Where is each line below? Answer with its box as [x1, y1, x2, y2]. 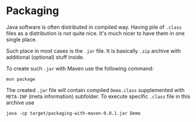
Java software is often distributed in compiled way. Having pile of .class [6, 23, 182, 30]
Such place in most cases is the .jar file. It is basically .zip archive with [6, 47, 181, 54]
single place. [6, 36, 37, 43]
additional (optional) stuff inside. [6, 53, 85, 60]
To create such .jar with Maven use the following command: [6, 65, 154, 72]
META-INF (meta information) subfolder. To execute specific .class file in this [6, 93, 190, 100]
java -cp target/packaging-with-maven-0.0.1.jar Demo [6, 110, 141, 116]
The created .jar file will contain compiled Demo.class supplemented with [6, 86, 185, 93]
